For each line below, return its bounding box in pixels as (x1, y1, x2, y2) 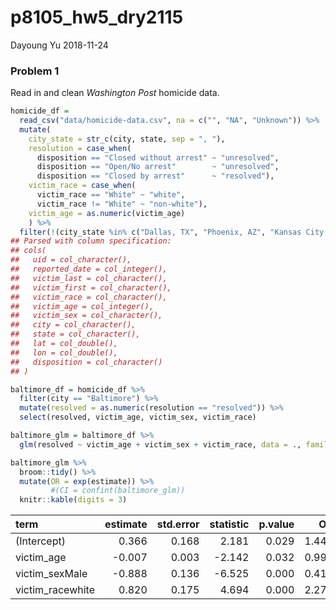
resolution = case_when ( (28, 143, 132, 153)
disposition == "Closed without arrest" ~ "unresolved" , (36, 152, 280, 163)
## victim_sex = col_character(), (10, 311, 163, 321)
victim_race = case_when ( (28, 181, 137, 191)
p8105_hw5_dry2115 (10, 6, 184, 29)
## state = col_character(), (10, 329, 141, 340)
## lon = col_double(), (10, 347, 118, 358)
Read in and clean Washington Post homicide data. (10, 87, 220, 99)
